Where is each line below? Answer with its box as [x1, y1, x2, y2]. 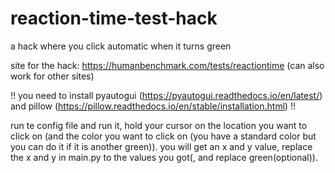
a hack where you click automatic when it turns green [10, 40, 232, 52]
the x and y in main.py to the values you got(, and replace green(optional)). [10, 151, 318, 163]
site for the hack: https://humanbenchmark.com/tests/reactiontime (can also [10, 59, 325, 71]
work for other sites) [10, 70, 95, 82]
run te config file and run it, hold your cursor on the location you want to [10, 119, 308, 131]
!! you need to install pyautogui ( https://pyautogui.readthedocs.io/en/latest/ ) [10, 89, 323, 101]
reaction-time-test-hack [10, 7, 218, 30]
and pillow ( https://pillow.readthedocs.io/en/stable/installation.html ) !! [10, 100, 297, 112]
